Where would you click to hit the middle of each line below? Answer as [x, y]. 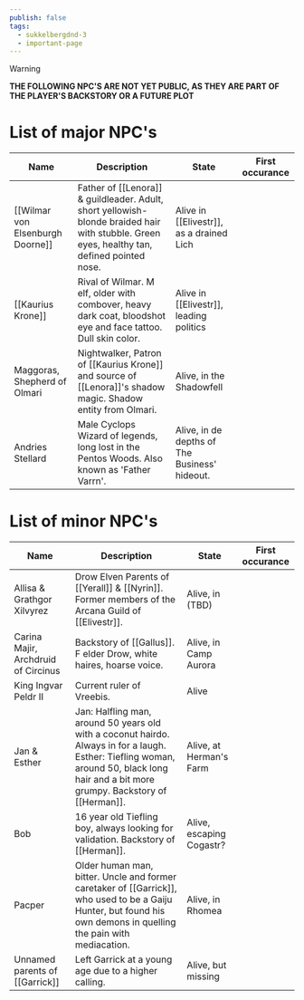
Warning [25, 69]
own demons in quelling [126, 922]
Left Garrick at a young [124, 959]
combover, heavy [114, 304]
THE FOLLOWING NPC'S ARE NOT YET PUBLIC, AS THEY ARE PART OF [144, 86]
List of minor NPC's [84, 521]
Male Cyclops [106, 425]
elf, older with [106, 293]
